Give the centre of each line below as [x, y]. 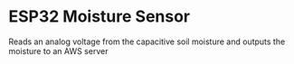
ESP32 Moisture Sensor [100, 17]
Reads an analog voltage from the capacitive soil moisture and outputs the [147, 41]
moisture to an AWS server [58, 50]
